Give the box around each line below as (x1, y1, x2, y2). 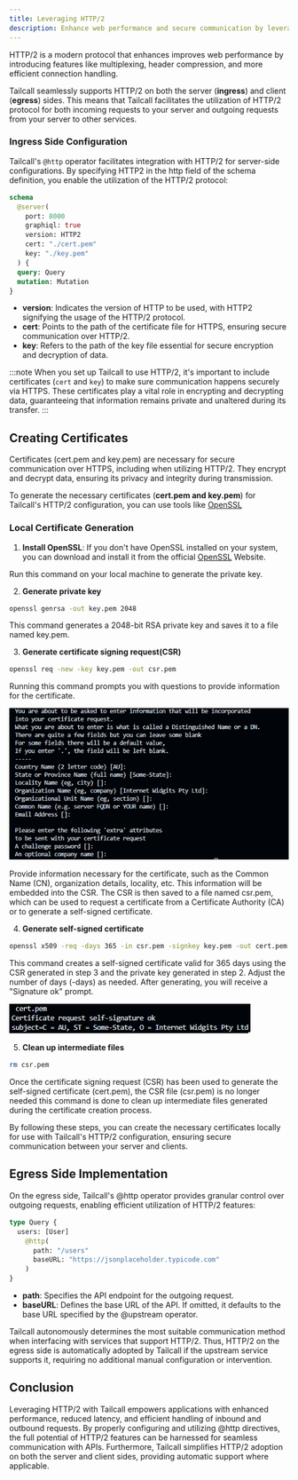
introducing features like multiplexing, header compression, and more (9, 59, 263, 69)
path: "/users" (32, 1246, 90, 1255)
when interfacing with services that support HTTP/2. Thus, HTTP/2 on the (9, 1336, 280, 1347)
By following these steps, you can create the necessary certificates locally (9, 1122, 281, 1133)
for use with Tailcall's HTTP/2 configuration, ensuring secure (9, 1132, 232, 1143)
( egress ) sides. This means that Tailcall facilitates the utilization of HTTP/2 (9, 94, 282, 106)
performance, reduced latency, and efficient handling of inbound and (9, 1413, 262, 1424)
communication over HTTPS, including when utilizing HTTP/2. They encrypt (9, 463, 286, 474)
